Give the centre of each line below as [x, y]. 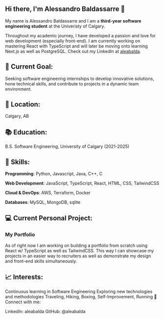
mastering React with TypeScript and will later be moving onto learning [76, 46]
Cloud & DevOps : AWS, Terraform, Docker [48, 193]
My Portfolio [20, 235]
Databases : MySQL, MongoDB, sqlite [43, 202]
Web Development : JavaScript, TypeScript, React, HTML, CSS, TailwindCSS [82, 183]
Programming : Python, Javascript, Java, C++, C [54, 174]
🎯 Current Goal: [29, 67]
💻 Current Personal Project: [49, 218]
